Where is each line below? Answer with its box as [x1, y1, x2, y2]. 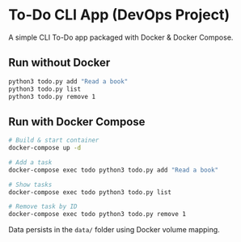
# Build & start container [8, 136, 99, 145]
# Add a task [8, 158, 53, 167]
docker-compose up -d [8, 144, 82, 152]
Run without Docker [8, 56, 111, 70]
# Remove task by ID [8, 202, 78, 211]
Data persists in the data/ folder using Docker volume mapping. [8, 225, 220, 235]
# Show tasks [8, 180, 53, 189]
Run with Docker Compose [8, 115, 146, 129]
